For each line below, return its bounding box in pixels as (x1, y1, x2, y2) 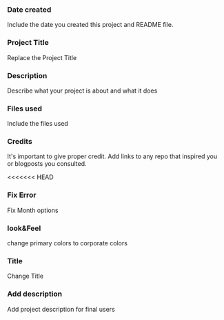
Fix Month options (7, 206, 59, 214)
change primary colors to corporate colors (7, 239, 128, 247)
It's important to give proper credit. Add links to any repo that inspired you (7, 152, 218, 160)
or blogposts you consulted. (7, 160, 88, 168)
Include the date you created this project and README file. (7, 21, 174, 29)
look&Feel (7, 223, 41, 233)
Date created (7, 5, 52, 15)
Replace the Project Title (7, 53, 77, 62)
